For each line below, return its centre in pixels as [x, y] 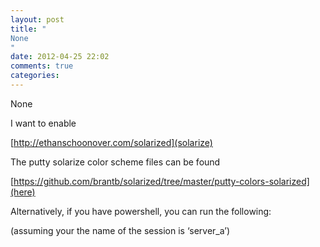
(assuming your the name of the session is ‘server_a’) [120, 230]
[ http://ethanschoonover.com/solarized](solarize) [111, 142]
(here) [23, 192]
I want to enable [43, 123]
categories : [35, 76]
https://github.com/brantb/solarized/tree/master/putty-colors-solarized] [161, 181]
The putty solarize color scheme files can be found [115, 162]
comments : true [42, 66]
